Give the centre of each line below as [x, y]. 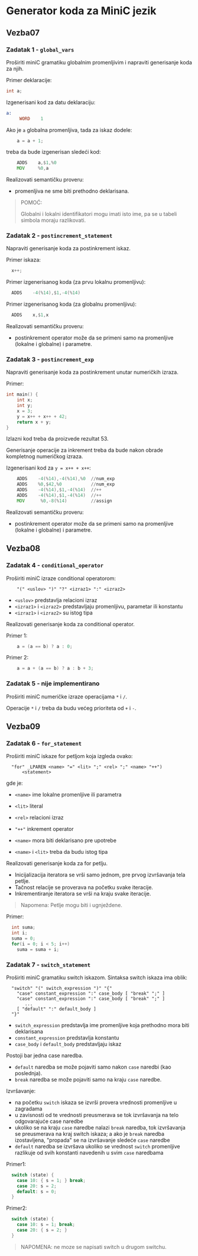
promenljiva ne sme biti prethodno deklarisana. [72, 191]
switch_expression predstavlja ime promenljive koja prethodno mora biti [102, 1025]
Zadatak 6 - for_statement [44, 743]
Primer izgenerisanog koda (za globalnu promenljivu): [72, 304]
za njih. [15, 69]
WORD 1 [31, 119]
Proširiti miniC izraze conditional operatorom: [61, 578]
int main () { [22, 394]
